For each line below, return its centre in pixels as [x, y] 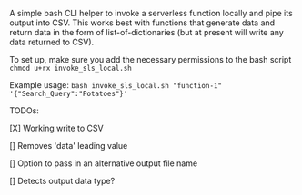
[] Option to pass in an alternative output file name [104, 163]
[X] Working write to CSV [56, 128]
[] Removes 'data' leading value [69, 146]
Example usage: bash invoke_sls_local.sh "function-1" [116, 85]
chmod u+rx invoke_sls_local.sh [70, 68]
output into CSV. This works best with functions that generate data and [142, 23]
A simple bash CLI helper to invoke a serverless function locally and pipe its [151, 13]
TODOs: [24, 111]
